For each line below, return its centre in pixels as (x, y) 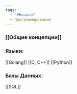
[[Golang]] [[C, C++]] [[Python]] (39, 62)
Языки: (15, 51)
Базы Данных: (24, 76)
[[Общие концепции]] (34, 37)
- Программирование (31, 19)
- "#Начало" (23, 15)
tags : (11, 10)
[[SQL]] (13, 86)
